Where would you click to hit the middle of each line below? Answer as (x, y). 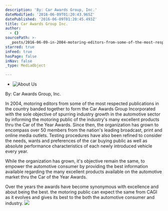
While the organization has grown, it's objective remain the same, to (75, 161)
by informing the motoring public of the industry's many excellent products (82, 119)
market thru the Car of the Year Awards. (46, 177)
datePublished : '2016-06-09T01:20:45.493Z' (51, 19)
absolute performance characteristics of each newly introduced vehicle (79, 146)
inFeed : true (19, 51)
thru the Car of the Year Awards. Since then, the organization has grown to (82, 125)
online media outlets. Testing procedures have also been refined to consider (84, 135)
